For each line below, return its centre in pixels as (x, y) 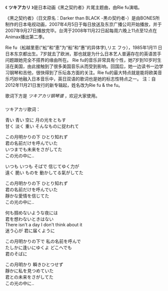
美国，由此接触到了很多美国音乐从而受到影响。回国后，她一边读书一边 (86, 66)
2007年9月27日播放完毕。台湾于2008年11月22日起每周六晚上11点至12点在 (81, 31)
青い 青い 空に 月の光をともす (36, 120)
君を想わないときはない (29, 219)
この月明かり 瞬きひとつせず (34, 264)
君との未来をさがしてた (29, 277)
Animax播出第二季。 (26, 37)
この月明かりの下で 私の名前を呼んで (43, 241)
